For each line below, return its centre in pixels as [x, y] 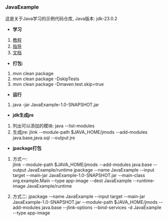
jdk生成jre [23, 115]
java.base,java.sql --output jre [44, 138]
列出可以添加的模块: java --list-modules [53, 126]
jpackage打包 [27, 148]
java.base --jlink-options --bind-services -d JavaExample [101, 207]
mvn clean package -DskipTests [46, 79]
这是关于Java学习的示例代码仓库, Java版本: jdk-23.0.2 [61, 19]
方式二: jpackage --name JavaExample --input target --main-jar [79, 197]
